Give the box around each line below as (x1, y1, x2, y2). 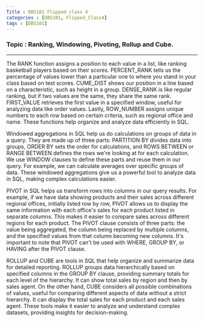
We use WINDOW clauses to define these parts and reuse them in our (6, 156, 181, 163)
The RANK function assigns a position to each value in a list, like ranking (6, 60, 187, 67)
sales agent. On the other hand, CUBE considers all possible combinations (6, 282, 192, 290)
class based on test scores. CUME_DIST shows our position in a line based (6, 79, 194, 86)
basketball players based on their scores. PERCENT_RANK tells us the (6, 66, 181, 74)
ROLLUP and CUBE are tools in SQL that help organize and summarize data (6, 257, 194, 264)
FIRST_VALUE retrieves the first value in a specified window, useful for (6, 99, 182, 106)
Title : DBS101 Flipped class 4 (6, 9, 88, 15)
